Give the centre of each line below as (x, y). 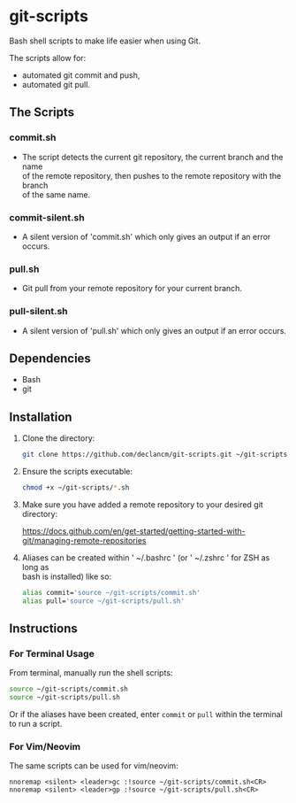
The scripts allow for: (48, 58)
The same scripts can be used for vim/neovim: (94, 766)
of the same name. (56, 194)
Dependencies (50, 358)
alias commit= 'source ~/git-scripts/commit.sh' (111, 592)
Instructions (43, 629)
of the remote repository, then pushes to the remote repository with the (152, 175)
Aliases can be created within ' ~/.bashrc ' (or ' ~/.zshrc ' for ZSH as (146, 557)
